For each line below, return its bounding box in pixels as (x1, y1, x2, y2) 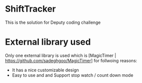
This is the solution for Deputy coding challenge (5, 19, 101, 25)
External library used (5, 36, 91, 48)
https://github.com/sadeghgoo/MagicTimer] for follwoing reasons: (5, 57, 137, 64)
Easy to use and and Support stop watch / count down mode (12, 72, 133, 78)
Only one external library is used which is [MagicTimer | (5, 52, 116, 58)
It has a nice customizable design (12, 67, 79, 73)
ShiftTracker (5, 3, 56, 15)
